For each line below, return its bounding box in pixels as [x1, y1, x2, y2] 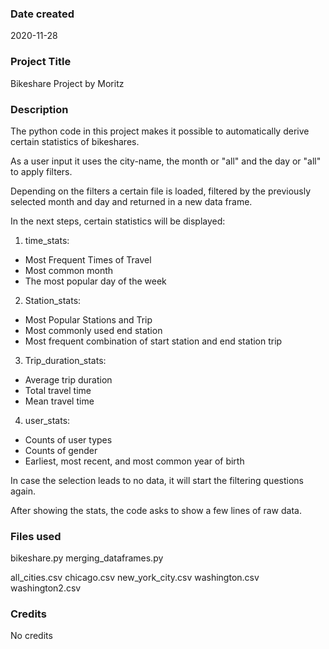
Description [10, 102, 69, 116]
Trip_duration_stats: [24, 354, 107, 366]
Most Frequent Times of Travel [24, 253, 152, 266]
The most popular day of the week [24, 275, 167, 287]
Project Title [10, 55, 72, 69]
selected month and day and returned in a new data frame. [10, 195, 253, 207]
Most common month [24, 264, 114, 276]
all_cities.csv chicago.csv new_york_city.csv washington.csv [10, 572, 260, 584]
